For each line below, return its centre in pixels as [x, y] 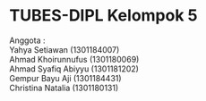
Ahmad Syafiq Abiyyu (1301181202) [74, 69]
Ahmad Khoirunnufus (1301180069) [74, 59]
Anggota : [27, 40]
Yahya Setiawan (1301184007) [64, 49]
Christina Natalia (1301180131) [64, 88]
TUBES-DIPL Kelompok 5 [103, 16]
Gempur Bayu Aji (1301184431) [66, 78]
